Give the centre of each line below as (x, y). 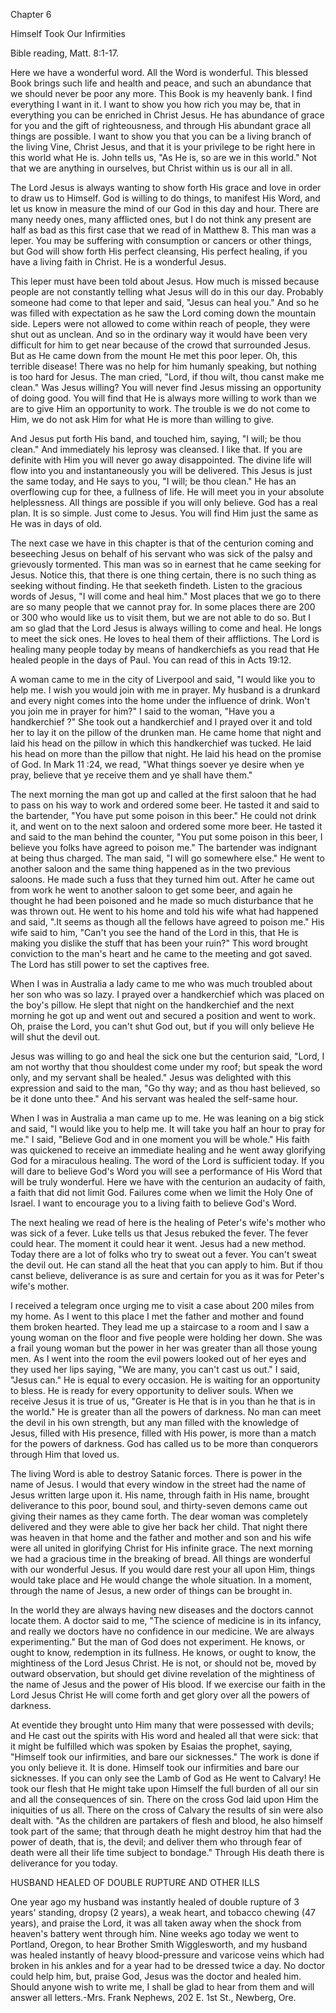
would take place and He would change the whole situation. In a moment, (161, 1580)
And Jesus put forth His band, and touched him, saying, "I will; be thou (156, 438)
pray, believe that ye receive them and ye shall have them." (131, 775)
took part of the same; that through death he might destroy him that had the (166, 1831)
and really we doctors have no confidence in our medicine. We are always (162, 1631)
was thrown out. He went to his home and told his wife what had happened (164, 911)
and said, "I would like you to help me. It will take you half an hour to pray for (168, 1128)
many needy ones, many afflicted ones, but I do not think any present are (161, 219)
